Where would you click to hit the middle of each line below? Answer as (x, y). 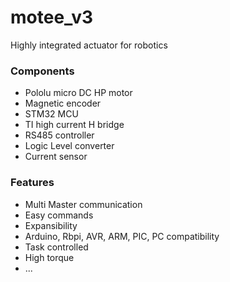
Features (32, 183)
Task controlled (56, 247)
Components (42, 71)
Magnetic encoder (63, 103)
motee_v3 (52, 17)
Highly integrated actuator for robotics (89, 45)
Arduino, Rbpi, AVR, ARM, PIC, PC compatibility (122, 236)
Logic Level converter (69, 146)
